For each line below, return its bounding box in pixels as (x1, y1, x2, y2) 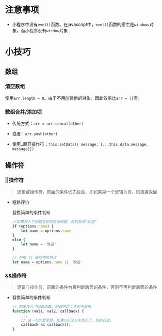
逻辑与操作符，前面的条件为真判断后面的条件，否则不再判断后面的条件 (16, 284, 158, 290)
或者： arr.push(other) (12, 131, 58, 137)
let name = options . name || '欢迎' (12, 260, 83, 264)
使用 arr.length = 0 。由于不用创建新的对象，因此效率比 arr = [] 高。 (5, 95, 142, 101)
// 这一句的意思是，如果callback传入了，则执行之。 (21, 317, 114, 323)
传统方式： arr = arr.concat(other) (12, 120, 84, 127)
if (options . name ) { (12, 224, 54, 229)
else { (12, 237, 26, 243)
